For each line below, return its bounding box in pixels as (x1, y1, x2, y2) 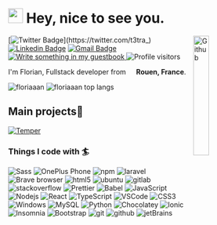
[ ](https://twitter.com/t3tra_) (8, 35, 151, 45)
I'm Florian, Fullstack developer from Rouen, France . (8, 67, 186, 76)
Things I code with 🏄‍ (8, 146, 90, 157)
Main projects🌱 (8, 105, 84, 118)
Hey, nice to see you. (26, 9, 165, 27)
